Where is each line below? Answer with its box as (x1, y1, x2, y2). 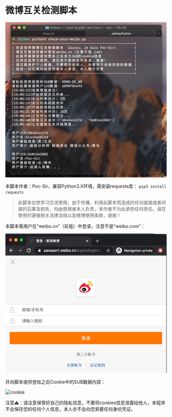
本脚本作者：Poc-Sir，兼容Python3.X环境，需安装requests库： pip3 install (5, 183, 167, 189)
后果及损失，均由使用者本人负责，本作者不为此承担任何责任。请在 (27, 206, 166, 212)
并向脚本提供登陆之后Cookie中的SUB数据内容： (5, 379, 106, 385)
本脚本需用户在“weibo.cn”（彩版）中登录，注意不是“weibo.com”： (5, 223, 145, 229)
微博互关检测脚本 (5, 5, 78, 16)
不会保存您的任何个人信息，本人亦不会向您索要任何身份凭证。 (5, 406, 136, 412)
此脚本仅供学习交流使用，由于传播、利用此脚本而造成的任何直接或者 (17, 199, 162, 205)
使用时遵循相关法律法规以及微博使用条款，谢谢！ (17, 212, 121, 218)
